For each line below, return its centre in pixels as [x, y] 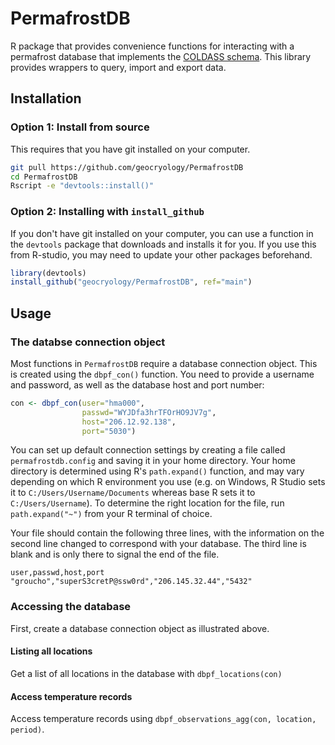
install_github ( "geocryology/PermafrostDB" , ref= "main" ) [131, 282]
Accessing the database [71, 607]
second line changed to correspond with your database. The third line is [158, 544]
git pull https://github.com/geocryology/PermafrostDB [127, 167]
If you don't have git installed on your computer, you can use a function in [162, 233]
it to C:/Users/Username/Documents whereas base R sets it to [133, 493]
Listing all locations [51, 651]
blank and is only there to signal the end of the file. [115, 554]
